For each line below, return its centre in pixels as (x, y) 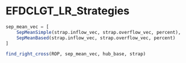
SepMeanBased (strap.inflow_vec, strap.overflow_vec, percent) (96, 38)
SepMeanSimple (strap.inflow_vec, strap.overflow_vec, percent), (99, 32)
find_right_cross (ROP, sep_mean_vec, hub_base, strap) (76, 54)
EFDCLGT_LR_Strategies (68, 11)
